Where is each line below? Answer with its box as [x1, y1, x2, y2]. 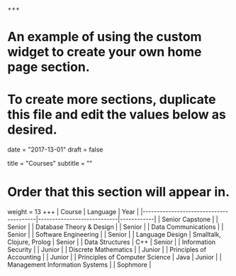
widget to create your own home [7, 44, 202, 60]
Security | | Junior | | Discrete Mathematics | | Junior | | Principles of [7, 245, 207, 254]
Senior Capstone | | [162, 215, 218, 224]
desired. [7, 122, 57, 138]
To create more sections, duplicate [7, 92, 216, 107]
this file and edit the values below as [7, 107, 227, 123]
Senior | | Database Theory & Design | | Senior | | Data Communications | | [7, 223, 224, 231]
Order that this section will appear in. [7, 184, 230, 200]
